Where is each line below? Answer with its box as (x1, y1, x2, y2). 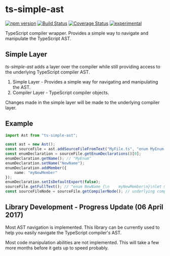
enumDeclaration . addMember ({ (5, 165, 67, 170)
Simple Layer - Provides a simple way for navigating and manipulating (12, 78, 158, 84)
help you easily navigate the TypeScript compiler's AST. (5, 229, 122, 236)
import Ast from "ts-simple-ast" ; (5, 133, 78, 138)
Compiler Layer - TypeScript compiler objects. (12, 90, 109, 96)
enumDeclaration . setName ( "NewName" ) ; (5, 160, 85, 165)
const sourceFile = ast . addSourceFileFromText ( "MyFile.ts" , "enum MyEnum (5, 147, 164, 152)
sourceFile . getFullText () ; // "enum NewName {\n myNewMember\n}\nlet (5, 184, 162, 189)
